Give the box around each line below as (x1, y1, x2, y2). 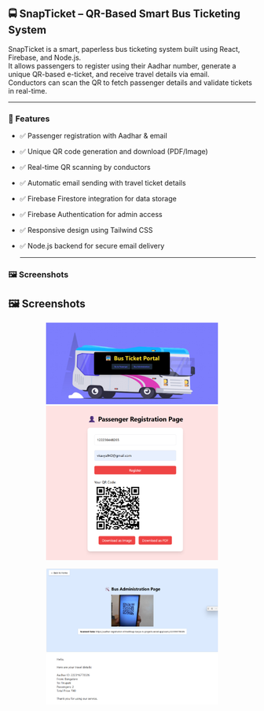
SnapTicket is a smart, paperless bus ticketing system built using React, (8, 44, 240, 53)
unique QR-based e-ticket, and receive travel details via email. (8, 69, 210, 79)
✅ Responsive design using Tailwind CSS (19, 226, 153, 235)
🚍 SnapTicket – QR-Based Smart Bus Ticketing (8, 7, 241, 20)
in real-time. (8, 86, 48, 95)
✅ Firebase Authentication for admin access (19, 210, 163, 219)
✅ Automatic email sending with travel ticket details (19, 179, 186, 188)
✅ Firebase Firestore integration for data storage (19, 194, 177, 204)
